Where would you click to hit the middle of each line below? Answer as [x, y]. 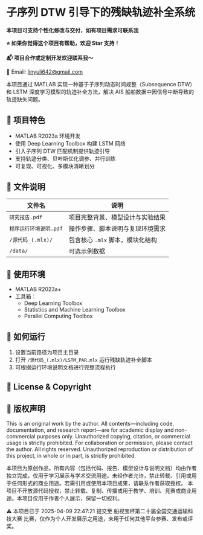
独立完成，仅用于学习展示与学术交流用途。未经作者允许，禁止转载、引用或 [99, 476]
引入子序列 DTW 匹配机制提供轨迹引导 [63, 151]
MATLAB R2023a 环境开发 [47, 136]
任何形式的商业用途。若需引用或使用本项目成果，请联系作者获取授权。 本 [102, 483]
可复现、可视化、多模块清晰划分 [55, 166]
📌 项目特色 [26, 120]
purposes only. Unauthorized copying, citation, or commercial [113, 437]
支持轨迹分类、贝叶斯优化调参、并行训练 [65, 158]
